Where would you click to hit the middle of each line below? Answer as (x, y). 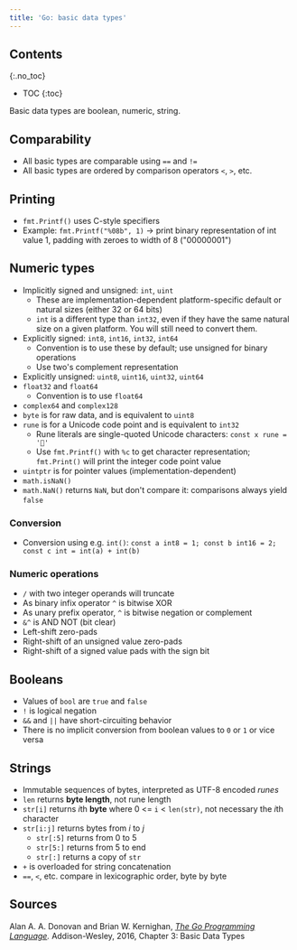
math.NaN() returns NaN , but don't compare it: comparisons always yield (154, 489)
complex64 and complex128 (70, 405)
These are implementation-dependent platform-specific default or (158, 300)
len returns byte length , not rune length (97, 799)
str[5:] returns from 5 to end (91, 848)
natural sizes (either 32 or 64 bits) (99, 309)
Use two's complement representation (107, 367)
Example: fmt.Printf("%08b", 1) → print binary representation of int (149, 230)
